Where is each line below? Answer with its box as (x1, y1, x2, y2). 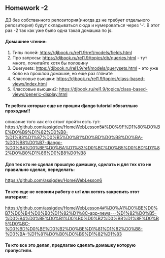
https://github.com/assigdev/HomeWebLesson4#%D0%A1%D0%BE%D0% (5, 205, 158, 211)
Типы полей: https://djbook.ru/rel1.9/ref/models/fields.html (12, 50, 132, 56)
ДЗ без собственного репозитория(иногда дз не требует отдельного (5, 17, 150, 23)
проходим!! (5, 108, 31, 114)
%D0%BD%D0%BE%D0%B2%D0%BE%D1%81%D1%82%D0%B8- (5, 226, 143, 231)
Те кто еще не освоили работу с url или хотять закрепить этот (5, 189, 139, 195)
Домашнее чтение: (5, 39, 47, 45)
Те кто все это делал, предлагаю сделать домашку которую (5, 242, 136, 248)
